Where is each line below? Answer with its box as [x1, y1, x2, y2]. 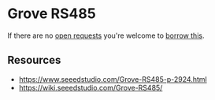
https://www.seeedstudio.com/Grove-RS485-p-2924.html [18, 74, 207, 83]
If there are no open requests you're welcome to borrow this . [7, 31, 205, 40]
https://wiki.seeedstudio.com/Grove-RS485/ [18, 83, 163, 92]
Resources [7, 54, 61, 67]
